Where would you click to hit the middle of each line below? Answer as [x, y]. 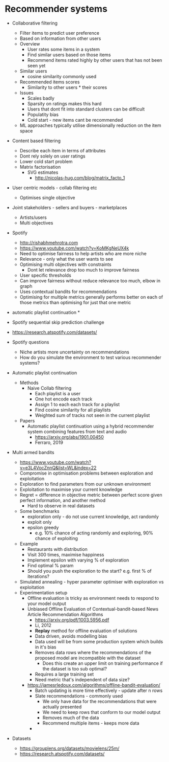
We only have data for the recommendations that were [100, 701]
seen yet [36, 65]
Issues [26, 93]
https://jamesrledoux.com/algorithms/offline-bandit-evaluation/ [94, 685]
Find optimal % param [50, 565]
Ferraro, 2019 [49, 442]
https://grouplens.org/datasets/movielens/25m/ [69, 748]
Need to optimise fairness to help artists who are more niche [83, 253]
